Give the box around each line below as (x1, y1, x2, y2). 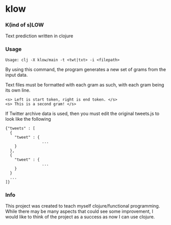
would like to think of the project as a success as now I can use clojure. (5, 214, 155, 220)
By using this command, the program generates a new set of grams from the (5, 66, 166, 72)
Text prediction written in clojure (5, 33, 74, 39)
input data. (5, 72, 28, 78)
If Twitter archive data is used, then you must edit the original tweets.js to (5, 110, 160, 117)
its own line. (5, 87, 31, 93)
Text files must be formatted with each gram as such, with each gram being (5, 81, 164, 87)
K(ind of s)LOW (5, 21, 44, 29)
